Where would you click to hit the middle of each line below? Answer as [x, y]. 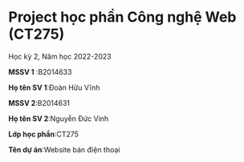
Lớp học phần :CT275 [43, 134]
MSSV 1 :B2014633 [40, 71]
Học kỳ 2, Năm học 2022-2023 [60, 56]
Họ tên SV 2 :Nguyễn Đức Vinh [59, 118]
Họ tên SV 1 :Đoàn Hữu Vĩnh [54, 87]
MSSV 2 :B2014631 [39, 103]
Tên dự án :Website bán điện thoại [64, 149]
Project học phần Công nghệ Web [122, 17]
